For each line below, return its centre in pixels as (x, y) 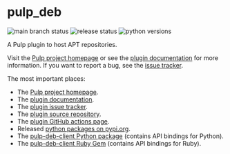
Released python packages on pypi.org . (74, 128)
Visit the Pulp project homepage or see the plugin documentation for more (113, 58)
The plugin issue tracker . (52, 106)
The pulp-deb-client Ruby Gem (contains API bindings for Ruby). (109, 143)
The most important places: (46, 78)
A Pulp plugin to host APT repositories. (62, 44)
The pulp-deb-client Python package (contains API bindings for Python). (121, 136)
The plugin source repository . (59, 114)
